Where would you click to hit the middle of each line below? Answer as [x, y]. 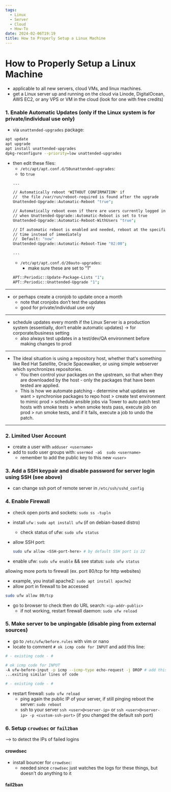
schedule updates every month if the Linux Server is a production [81, 322]
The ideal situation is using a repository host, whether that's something [87, 358]
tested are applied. [40, 385]
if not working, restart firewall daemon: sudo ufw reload [79, 610]
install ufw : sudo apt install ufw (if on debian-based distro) [76, 522]
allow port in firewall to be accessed [51, 586]
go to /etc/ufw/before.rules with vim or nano [61, 641]
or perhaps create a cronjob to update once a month [68, 297]
